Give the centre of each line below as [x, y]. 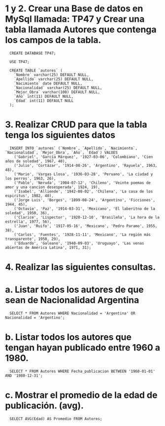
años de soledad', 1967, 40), [36, 161]
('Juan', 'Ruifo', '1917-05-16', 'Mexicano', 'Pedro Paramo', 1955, [86, 226]
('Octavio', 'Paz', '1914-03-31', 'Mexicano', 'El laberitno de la [84, 209]
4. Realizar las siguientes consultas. [81, 267]
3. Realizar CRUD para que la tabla [76, 125]
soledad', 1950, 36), [27, 213]
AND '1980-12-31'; [24, 376]
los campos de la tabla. [53, 40]
